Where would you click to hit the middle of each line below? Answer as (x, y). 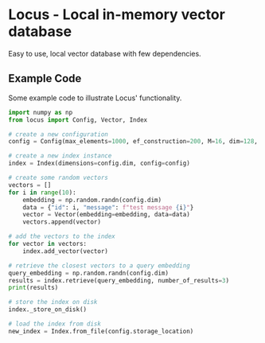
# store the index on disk (53, 302)
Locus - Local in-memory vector (117, 15)
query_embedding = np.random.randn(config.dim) (89, 273)
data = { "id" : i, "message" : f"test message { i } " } (108, 207)
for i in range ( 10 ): (43, 193)
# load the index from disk (55, 324)
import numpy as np (41, 112)
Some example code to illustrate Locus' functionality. (95, 98)
